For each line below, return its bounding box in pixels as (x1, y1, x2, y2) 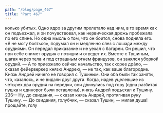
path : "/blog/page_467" (5, 7, 54, 12)
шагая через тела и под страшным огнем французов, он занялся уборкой (5, 56, 159, 62)
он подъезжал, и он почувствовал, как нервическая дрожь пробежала (5, 30, 153, 36)
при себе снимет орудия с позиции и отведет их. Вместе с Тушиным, (5, 50, 150, 56)
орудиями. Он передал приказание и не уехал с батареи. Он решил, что (5, 46, 156, 51)
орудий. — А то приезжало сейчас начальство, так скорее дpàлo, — (5, 61, 148, 67)
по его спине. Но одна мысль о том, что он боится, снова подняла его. (5, 35, 153, 41)
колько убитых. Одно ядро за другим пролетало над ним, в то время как (5, 25, 157, 31)
